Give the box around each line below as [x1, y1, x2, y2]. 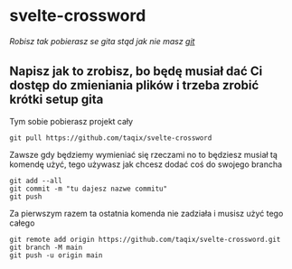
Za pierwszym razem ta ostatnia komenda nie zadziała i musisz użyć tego [9, 208, 284, 218]
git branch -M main [9, 243, 83, 252]
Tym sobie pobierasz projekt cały [9, 116, 134, 126]
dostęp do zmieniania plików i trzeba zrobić [9, 78, 259, 93]
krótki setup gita [9, 92, 104, 107]
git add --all [9, 176, 63, 185]
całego [9, 218, 35, 228]
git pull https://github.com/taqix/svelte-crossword [9, 133, 212, 143]
